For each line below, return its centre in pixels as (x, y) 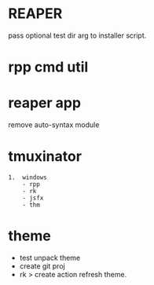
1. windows (27, 177)
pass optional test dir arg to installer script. (77, 35)
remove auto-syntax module (54, 125)
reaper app (44, 103)
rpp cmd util (48, 67)
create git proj (42, 266)
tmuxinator (45, 157)
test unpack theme (50, 258)
